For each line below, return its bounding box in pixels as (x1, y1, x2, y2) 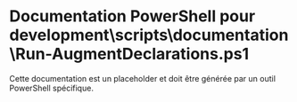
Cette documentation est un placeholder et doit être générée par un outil (9, 73, 276, 83)
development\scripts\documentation (9, 25, 289, 45)
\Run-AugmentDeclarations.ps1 (9, 44, 250, 64)
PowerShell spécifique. (9, 82, 94, 93)
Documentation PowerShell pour (9, 6, 256, 27)
